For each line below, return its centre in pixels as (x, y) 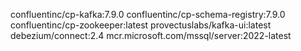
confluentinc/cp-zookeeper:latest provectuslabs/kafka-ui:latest (141, 25)
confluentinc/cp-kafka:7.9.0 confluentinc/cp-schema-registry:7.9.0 (148, 14)
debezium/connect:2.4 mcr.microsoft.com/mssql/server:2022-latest (151, 35)
